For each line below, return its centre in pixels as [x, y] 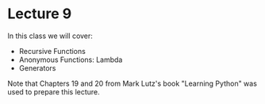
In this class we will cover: [50, 36]
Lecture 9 [40, 14]
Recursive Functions [52, 51]
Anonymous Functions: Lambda [71, 60]
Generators [37, 67]
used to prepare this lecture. [54, 91]
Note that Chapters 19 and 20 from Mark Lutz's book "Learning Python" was [132, 83]
